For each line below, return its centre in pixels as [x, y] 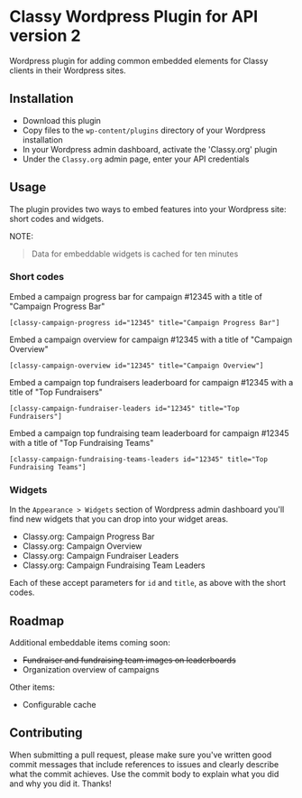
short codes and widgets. [57, 218]
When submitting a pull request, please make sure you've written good [141, 755]
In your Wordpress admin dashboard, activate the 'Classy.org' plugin [150, 149]
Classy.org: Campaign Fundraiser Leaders [101, 556]
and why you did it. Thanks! [61, 784]
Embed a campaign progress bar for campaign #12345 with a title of [136, 296]
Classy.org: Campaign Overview [82, 546]
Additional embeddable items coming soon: [90, 642]
